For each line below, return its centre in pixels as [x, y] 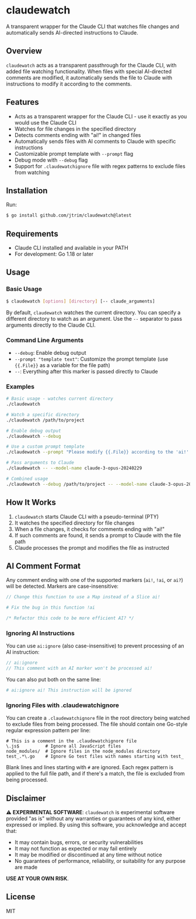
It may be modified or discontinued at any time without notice [88, 855]
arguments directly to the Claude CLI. [51, 325]
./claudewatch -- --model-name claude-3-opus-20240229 [74, 468]
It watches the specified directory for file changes [74, 523]
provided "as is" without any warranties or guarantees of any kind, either [93, 818]
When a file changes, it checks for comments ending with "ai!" [90, 529]
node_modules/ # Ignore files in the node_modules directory [83, 752]
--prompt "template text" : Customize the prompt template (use [91, 359]
